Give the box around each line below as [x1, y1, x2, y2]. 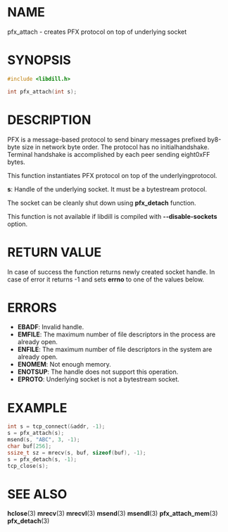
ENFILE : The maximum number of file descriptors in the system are [17, 346, 213, 354]
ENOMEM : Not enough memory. [17, 360, 111, 369]
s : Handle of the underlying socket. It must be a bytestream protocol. [7, 184, 208, 194]
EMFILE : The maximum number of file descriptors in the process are [17, 330, 216, 338]
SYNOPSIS [7, 52, 72, 68]
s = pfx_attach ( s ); [7, 430, 65, 437]
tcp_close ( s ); [7, 462, 49, 469]
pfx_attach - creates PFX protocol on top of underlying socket [7, 27, 187, 36]
